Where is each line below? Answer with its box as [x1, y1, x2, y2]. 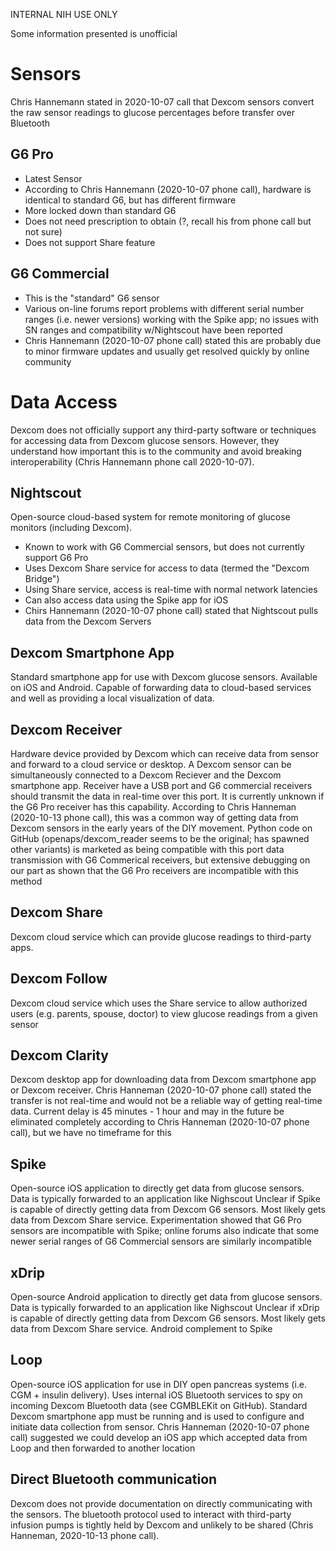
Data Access [10, 390, 118, 413]
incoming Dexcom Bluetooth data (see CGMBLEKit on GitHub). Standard [10, 1399, 308, 1411]
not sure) [24, 225, 63, 238]
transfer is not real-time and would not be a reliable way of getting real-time [10, 1095, 323, 1107]
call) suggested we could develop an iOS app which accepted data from [10, 1431, 308, 1443]
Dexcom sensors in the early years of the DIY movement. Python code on [10, 822, 313, 834]
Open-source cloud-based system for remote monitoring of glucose [10, 511, 291, 523]
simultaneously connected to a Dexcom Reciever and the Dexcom [10, 769, 282, 781]
